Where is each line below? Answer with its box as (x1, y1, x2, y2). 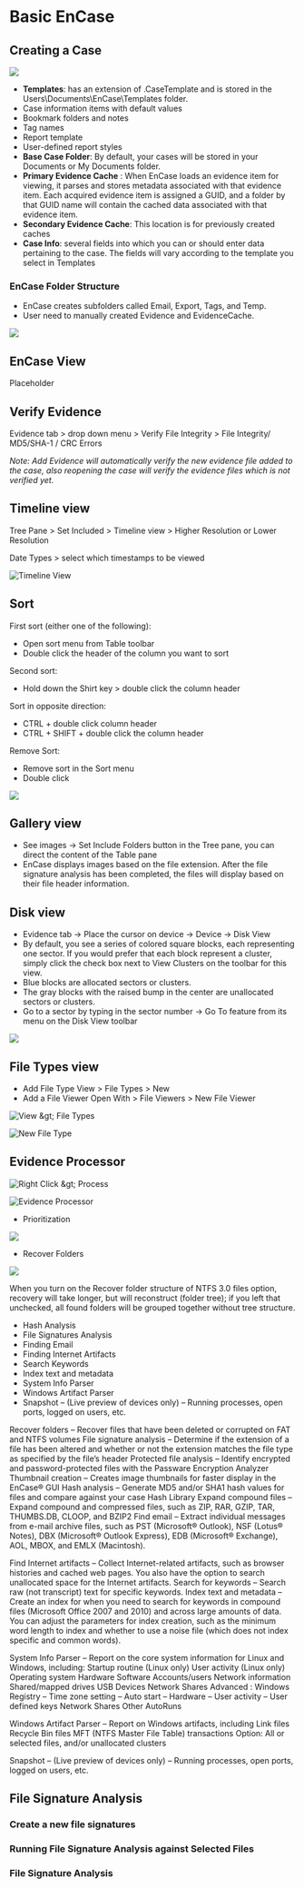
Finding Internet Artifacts (22, 1349, 116, 1359)
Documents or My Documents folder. (22, 161, 162, 172)
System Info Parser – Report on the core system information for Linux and (9, 1652, 284, 1663)
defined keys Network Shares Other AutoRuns (9, 1700, 182, 1711)
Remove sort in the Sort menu (22, 763, 134, 774)
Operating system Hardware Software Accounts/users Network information (9, 1671, 291, 1682)
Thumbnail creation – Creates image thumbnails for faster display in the (9, 1472, 277, 1483)
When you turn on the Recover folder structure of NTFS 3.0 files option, (9, 1282, 277, 1293)
